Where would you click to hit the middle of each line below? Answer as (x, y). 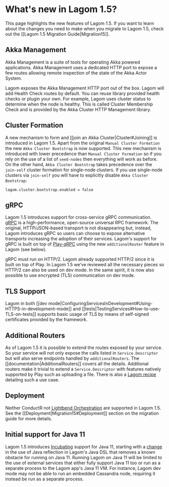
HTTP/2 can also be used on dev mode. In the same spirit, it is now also (80, 270)
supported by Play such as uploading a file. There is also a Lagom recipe (81, 374)
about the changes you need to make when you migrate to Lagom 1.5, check (84, 28)
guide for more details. (29, 418)
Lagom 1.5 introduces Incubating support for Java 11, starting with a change (84, 447)
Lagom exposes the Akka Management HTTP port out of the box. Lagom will (85, 88)
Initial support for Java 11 (45, 435)
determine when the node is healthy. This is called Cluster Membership (79, 104)
